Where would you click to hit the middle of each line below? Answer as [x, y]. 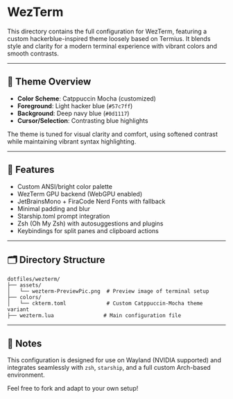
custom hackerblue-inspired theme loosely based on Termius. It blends [109, 38]
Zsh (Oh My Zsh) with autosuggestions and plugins [90, 223]
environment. [26, 375]
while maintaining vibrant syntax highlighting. [72, 141]
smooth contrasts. [33, 53]
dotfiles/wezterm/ [34, 279]
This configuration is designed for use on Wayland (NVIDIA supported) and [114, 360]
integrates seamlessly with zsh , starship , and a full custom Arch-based [109, 368]
